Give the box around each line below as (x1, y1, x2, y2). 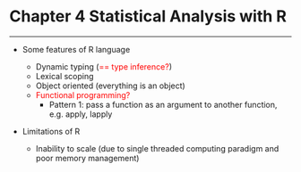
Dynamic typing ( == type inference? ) (35, 61, 173, 72)
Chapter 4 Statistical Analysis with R (9, 6, 287, 27)
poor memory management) (35, 152, 140, 163)
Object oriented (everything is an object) (35, 80, 185, 91)
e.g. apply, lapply (48, 109, 113, 119)
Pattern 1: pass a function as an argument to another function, (48, 99, 278, 110)
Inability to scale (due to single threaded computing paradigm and (35, 143, 279, 153)
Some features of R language (21, 44, 131, 54)
